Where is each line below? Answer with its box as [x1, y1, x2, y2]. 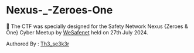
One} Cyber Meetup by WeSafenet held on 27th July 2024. [6, 29, 148, 36]
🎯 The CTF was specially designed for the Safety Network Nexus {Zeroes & [6, 23, 189, 30]
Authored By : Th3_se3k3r [6, 40, 69, 47]
